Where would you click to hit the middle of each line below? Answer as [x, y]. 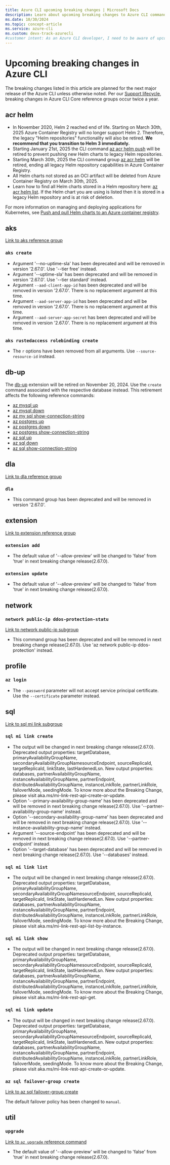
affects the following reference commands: [50, 395]
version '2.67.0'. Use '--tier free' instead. [55, 269]
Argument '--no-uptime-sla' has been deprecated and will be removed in [89, 263]
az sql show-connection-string [45, 448]
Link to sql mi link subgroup [34, 724]
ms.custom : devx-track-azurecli [39, 33]
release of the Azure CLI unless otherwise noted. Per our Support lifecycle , [83, 93]
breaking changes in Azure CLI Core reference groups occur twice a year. [82, 99]
